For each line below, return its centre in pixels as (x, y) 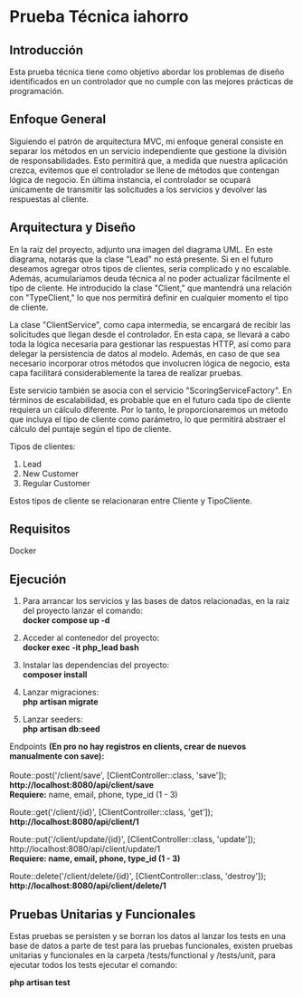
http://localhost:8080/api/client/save (82, 785)
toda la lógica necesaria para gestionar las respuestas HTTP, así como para (150, 344)
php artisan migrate (60, 702)
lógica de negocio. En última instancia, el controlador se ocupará (130, 179)
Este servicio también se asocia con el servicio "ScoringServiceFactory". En (151, 390)
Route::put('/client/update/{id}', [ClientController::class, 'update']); (133, 839)
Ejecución (38, 579)
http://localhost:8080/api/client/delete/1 (88, 886)
